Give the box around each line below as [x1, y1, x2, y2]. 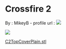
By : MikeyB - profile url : [5, 20, 55, 26]
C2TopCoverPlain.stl [5, 38, 46, 44]
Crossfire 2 [5, 3, 51, 15]
